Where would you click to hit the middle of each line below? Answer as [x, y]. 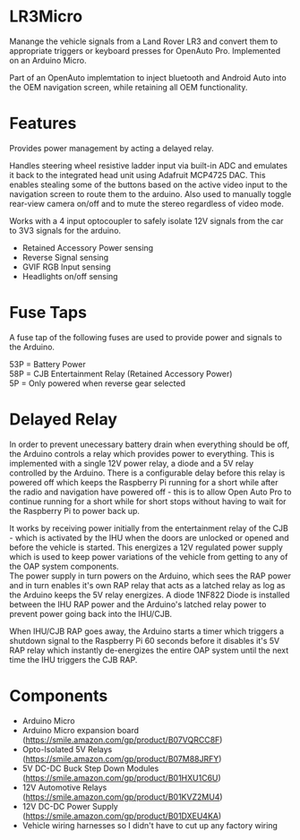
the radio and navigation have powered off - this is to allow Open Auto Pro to [150, 492]
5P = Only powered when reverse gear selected [98, 383]
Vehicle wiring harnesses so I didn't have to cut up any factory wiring [150, 825]
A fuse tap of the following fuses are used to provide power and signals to [146, 337]
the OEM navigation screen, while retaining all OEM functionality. [129, 87]
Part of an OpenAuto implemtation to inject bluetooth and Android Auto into [148, 77]
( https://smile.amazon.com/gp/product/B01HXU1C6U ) [121, 777]
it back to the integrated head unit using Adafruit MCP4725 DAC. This [137, 175]
